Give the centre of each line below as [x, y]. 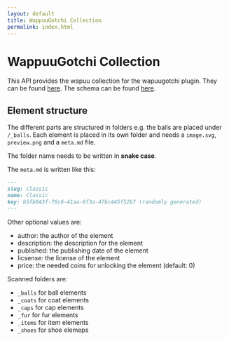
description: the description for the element [80, 243]
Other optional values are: [44, 222]
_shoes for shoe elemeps [53, 330]
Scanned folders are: [37, 279]
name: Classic [28, 195]
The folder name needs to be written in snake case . [82, 156]
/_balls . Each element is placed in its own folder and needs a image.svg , [112, 135]
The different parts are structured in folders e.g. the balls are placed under [114, 128]
